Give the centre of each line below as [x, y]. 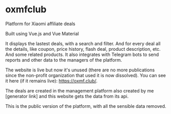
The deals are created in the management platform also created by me [80, 90]
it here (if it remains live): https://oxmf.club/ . [51, 81]
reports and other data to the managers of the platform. [64, 60]
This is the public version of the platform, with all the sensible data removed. [86, 106]
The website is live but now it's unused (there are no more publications [80, 70]
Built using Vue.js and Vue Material [42, 33]
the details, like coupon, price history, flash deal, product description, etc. [83, 49]
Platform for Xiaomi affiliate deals [40, 24]
